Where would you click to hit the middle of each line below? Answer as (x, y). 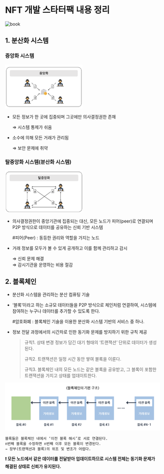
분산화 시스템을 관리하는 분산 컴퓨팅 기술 (51, 294)
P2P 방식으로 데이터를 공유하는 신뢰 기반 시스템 (57, 227)
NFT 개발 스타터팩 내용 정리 (57, 10)
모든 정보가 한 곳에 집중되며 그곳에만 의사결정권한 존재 (64, 117)
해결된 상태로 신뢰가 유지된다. (33, 466)
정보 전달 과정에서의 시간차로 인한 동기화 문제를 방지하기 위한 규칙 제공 (80, 332)
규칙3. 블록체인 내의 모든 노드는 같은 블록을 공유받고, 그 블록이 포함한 (90, 369)
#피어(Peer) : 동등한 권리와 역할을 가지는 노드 (56, 238)
